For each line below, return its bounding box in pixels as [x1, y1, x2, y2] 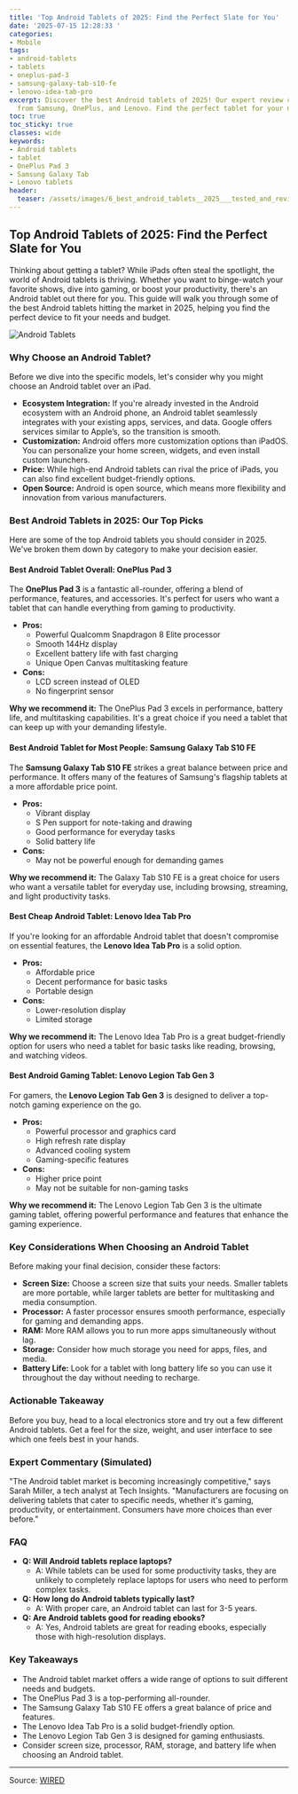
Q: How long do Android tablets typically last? [21, 1593, 195, 1604]
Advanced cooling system [35, 1145, 131, 1156]
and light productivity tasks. [9, 891, 111, 901]
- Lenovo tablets [9, 178, 74, 187]
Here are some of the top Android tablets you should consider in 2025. [9, 534, 268, 546]
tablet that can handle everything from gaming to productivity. [9, 602, 237, 613]
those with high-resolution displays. [35, 1632, 167, 1642]
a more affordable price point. [9, 781, 118, 791]
